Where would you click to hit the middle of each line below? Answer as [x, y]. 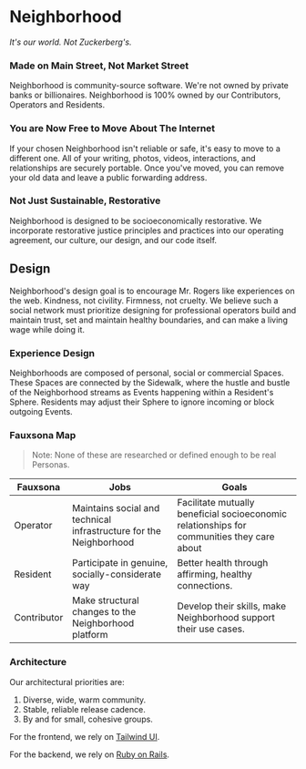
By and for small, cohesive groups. [87, 719]
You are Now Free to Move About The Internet [112, 128]
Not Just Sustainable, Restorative [85, 200]
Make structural [105, 600]
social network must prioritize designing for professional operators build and [153, 310]
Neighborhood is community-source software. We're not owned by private [149, 86]
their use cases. [211, 629]
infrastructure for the [117, 531]
